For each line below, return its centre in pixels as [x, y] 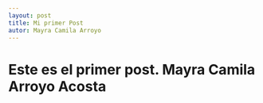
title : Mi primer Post [46, 23]
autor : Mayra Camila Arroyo [55, 30]
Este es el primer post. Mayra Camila [132, 69]
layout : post [30, 15]
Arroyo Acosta [57, 86]
